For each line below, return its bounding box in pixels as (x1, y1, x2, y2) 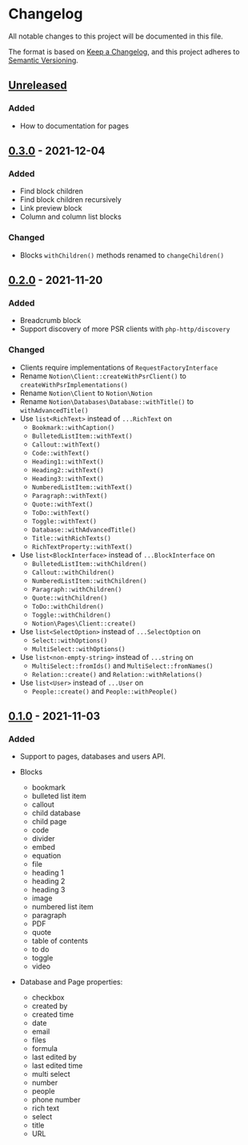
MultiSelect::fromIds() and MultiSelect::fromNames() (31, 661, 214, 670)
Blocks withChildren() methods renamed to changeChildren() (19, 250, 225, 260)
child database (31, 808, 82, 818)
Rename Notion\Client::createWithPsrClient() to (19, 370, 186, 381)
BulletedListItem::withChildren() (31, 560, 147, 568)
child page (31, 817, 67, 827)
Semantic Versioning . (8, 55, 78, 65)
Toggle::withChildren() (31, 611, 112, 619)
